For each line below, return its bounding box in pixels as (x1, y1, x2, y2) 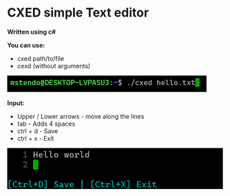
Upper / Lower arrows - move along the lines (17, 112, 145, 120)
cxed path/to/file (17, 54, 64, 63)
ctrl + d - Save (17, 126, 59, 135)
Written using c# (7, 28, 56, 36)
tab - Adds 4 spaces (17, 119, 76, 128)
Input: (7, 99, 25, 107)
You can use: (7, 41, 45, 49)
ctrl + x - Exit (17, 134, 54, 142)
